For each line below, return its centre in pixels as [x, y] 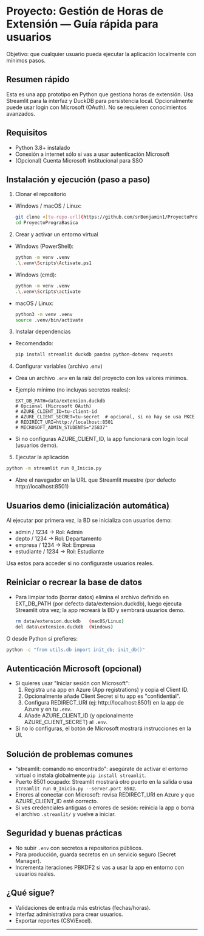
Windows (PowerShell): [44, 246]
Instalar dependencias [43, 332]
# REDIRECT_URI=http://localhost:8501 [64, 422]
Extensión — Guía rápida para [83, 24]
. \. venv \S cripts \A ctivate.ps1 [53, 263]
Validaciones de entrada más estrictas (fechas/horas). [83, 907]
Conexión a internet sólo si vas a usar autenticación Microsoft [92, 154]
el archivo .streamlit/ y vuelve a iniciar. [66, 814]
